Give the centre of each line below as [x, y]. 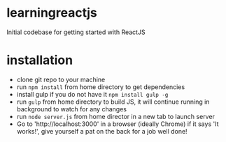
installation [40, 60]
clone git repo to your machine [61, 79]
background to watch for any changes [72, 109]
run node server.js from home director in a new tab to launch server [115, 116]
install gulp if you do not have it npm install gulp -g [92, 94]
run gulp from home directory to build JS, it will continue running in [113, 102]
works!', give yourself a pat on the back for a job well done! [102, 131]
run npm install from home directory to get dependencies [101, 87]
